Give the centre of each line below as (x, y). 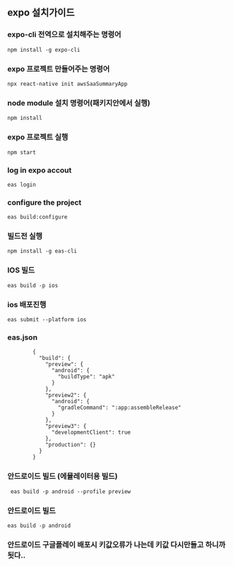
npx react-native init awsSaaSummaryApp (68, 83)
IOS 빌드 (21, 270)
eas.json (22, 337)
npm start (22, 152)
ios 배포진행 (27, 304)
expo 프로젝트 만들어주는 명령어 (59, 69)
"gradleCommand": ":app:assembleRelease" (119, 408)
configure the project (44, 202)
